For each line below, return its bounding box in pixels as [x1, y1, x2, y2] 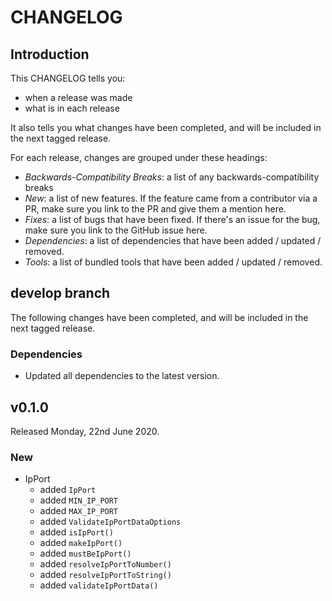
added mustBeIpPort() [39, 547, 132, 560]
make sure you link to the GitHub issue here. [24, 224, 208, 236]
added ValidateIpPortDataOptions [39, 516, 182, 528]
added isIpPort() [39, 526, 114, 538]
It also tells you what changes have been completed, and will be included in [10, 122, 322, 133]
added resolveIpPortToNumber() [39, 558, 172, 570]
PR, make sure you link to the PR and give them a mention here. [24, 203, 287, 215]
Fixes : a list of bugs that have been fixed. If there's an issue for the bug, [24, 214, 321, 225]
